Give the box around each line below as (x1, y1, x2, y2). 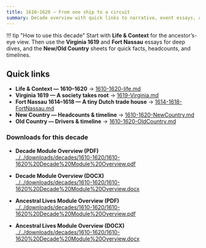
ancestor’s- (168, 31, 197, 39)
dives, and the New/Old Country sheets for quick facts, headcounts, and (6, 44, 191, 52)
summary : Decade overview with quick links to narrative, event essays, (6, 15, 196, 21)
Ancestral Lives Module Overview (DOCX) (15, 222, 124, 229)
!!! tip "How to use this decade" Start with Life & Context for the (6, 31, 167, 39)
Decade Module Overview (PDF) (15, 147, 99, 154)
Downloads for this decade (6, 133, 88, 142)
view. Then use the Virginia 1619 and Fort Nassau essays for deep (17, 38, 186, 45)
